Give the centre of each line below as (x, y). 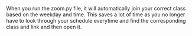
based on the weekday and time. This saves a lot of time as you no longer (96, 15)
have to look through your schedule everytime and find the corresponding (96, 21)
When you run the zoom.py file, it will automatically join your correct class (96, 8)
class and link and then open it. (44, 27)
